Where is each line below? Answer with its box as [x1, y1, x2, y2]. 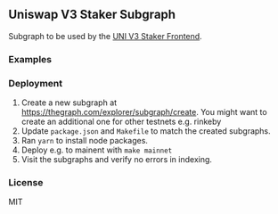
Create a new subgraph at [20, 97, 118, 108]
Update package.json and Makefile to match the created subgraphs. [20, 126, 271, 136]
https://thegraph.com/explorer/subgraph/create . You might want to [20, 107, 268, 118]
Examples [8, 53, 53, 65]
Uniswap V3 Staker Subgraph [8, 7, 176, 22]
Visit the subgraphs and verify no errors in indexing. [20, 154, 213, 165]
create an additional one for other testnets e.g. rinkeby [20, 116, 222, 128]
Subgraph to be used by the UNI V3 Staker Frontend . [8, 30, 202, 41]
